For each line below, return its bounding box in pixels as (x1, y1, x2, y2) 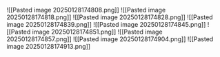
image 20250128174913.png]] (6, 43, 91, 50)
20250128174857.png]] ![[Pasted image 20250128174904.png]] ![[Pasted (6, 35, 214, 43)
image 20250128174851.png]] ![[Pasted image (32, 27, 163, 36)
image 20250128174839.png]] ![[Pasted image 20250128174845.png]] (6, 21, 206, 28)
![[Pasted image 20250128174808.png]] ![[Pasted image (6, 6, 166, 14)
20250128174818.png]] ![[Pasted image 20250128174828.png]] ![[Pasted (6, 13, 213, 21)
